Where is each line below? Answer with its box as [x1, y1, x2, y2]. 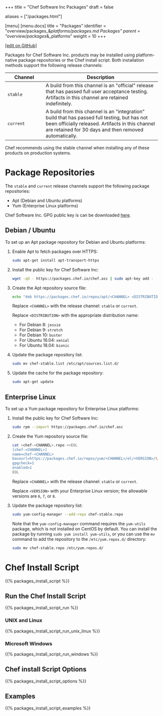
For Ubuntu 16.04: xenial [19, 337, 69, 343]
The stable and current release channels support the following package [5, 183, 149, 189]
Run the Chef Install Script [5, 592, 86, 600]
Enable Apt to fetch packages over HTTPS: [12, 249, 98, 254]
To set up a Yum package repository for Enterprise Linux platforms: [5, 405, 140, 412]
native [5, 57, 17, 63]
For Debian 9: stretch [19, 327, 63, 333]
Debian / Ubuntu [5, 226, 56, 234]
